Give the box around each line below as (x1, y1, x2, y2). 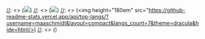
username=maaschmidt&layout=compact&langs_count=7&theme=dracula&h (6, 19, 199, 27)
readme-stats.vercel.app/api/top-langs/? (6, 13, 109, 20)
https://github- (148, 7, 185, 13)
